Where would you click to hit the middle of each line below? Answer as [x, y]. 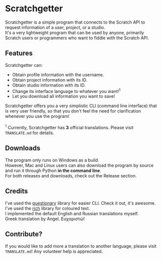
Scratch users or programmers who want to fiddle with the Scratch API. [77, 38]
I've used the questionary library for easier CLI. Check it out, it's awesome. [80, 203]
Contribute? [24, 234]
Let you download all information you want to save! [63, 96]
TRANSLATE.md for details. [30, 133]
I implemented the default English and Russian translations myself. [72, 213]
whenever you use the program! [37, 116]
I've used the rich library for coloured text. [48, 208]
